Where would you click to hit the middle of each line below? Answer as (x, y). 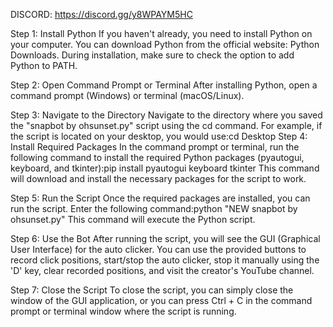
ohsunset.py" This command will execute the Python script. (133, 219)
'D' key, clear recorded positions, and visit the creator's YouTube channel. (162, 270)
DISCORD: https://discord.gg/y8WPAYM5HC (101, 14)
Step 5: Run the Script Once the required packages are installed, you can (160, 198)
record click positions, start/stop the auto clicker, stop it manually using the (165, 260)
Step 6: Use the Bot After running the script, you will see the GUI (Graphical (165, 238)
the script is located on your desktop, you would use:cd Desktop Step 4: (159, 136)
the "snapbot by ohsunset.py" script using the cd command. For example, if (166, 125)
